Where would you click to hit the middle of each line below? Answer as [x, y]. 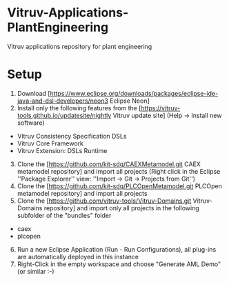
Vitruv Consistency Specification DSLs [72, 136]
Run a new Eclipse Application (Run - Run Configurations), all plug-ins [117, 249]
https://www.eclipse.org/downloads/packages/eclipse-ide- [134, 93]
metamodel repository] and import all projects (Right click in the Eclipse [119, 171]
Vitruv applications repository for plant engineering [80, 46]
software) [31, 123]
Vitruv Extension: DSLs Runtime [62, 150]
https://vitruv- [161, 108]
